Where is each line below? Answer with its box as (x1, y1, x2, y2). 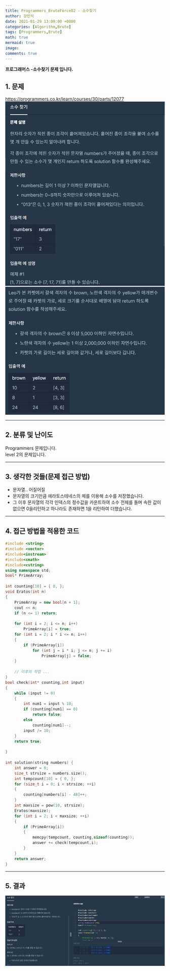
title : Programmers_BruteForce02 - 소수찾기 (5, 8, 97, 13)
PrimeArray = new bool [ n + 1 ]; (14, 600, 80, 605)
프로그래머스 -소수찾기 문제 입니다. (5, 66, 73, 72)
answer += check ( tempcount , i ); (32, 840, 99, 845)
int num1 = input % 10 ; (23, 702, 73, 707)
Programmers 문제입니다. (5, 445, 57, 451)
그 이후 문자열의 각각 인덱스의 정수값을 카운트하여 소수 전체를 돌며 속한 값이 (12, 499, 161, 506)
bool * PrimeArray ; (5, 573, 44, 578)
